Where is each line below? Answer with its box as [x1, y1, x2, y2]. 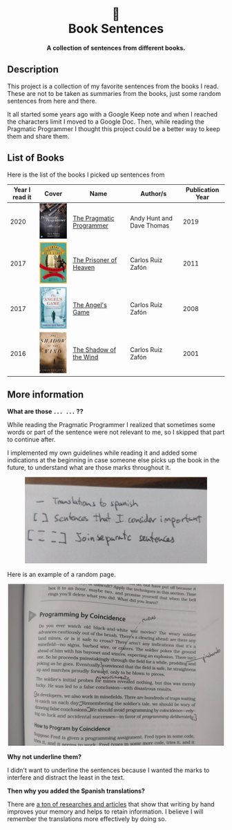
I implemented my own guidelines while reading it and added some [7, 448, 197, 457]
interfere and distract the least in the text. [7, 773, 125, 782]
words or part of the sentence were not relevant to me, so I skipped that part [7, 428, 225, 436]
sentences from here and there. [7, 97, 97, 105]
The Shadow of [72, 346, 116, 354]
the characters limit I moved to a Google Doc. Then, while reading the [7, 117, 205, 126]
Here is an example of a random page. [7, 570, 116, 578]
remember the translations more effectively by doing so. [7, 814, 167, 823]
